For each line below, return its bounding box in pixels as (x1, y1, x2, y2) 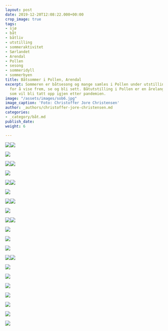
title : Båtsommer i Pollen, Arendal (5, 77, 81, 82)
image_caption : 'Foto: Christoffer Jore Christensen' (5, 101, 120, 106)
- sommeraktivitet (5, 45, 43, 50)
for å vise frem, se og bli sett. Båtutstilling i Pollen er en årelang (9, 86, 164, 92)
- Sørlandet (5, 49, 30, 54)
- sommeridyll (5, 68, 35, 73)
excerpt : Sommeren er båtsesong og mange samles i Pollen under (5, 82, 142, 87)
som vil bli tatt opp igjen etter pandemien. (9, 91, 106, 96)
